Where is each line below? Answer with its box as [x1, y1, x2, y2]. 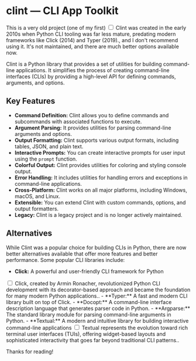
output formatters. [14, 205, 59, 212]
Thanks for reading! [6, 348, 54, 355]
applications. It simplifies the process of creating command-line [16, 66, 170, 74]
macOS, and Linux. [14, 192, 60, 200]
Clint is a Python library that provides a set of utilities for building [6, 60, 162, 67]
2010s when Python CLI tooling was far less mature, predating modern [6, 30, 176, 38]
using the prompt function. [14, 155, 77, 162]
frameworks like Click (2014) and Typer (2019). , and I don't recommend [6, 36, 178, 43]
